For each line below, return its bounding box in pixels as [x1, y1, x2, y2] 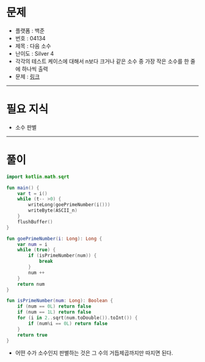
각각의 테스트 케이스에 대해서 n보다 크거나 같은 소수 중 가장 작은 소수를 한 [15, 57, 189, 65]
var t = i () [17, 190, 48, 196]
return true [17, 331, 48, 338]
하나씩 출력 [21, 65, 48, 72]
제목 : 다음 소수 [15, 42, 51, 50]
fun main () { [6, 185, 40, 191]
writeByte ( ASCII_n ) [28, 207, 78, 214]
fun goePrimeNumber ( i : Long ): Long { [6, 235, 103, 242]
